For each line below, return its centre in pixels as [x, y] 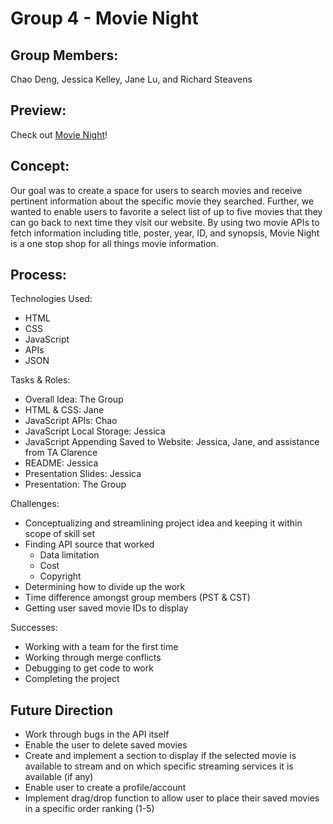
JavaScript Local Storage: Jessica [95, 431]
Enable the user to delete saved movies [106, 745]
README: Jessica [61, 463]
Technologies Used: [51, 299]
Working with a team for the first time [101, 647]
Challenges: [35, 504]
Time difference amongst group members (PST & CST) [137, 598]
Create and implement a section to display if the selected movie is [160, 756]
